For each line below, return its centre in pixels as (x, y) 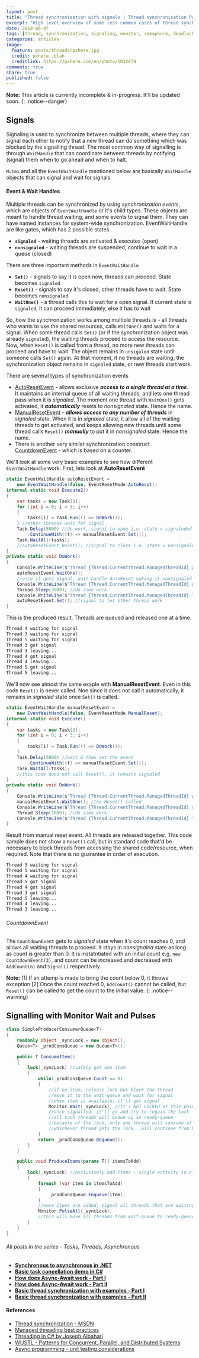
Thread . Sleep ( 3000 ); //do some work (62, 589)
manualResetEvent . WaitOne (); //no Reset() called (79, 802)
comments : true (25, 67)
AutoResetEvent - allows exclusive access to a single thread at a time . (102, 387)
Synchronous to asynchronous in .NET (63, 1265)
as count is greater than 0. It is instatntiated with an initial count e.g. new (93, 954)
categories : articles (33, 39)
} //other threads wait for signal (61, 523)
